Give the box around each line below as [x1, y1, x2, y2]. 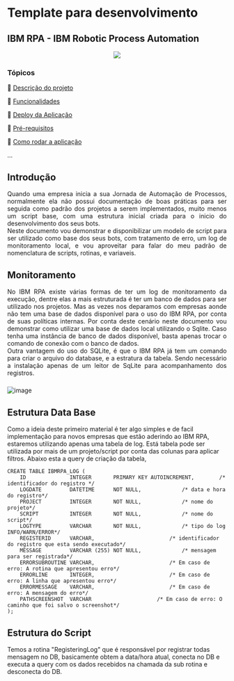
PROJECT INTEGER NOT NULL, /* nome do [19, 499, 214, 506]
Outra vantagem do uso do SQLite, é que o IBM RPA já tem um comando [7, 346, 227, 355]
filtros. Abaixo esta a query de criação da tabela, [7, 454, 147, 463]
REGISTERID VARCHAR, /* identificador [19, 535, 219, 542]
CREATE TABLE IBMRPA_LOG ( [7, 468, 86, 475]
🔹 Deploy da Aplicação [7, 111, 73, 119]
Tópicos [7, 67, 36, 77]
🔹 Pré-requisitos [7, 124, 54, 133]
